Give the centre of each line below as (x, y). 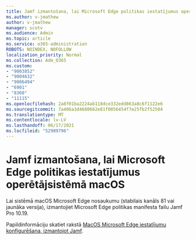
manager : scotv (24, 28)
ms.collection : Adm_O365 (36, 60)
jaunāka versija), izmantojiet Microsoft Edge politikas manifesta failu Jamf (94, 207)
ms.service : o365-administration (47, 44)
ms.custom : (19, 66)
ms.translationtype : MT (35, 114)
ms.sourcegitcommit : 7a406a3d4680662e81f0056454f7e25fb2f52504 (85, 109)
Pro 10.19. (17, 213)
